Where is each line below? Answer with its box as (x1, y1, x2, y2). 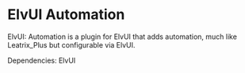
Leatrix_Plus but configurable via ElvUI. (7, 40, 136, 49)
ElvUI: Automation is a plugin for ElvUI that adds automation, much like (7, 32, 237, 41)
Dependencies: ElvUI (7, 56, 76, 65)
